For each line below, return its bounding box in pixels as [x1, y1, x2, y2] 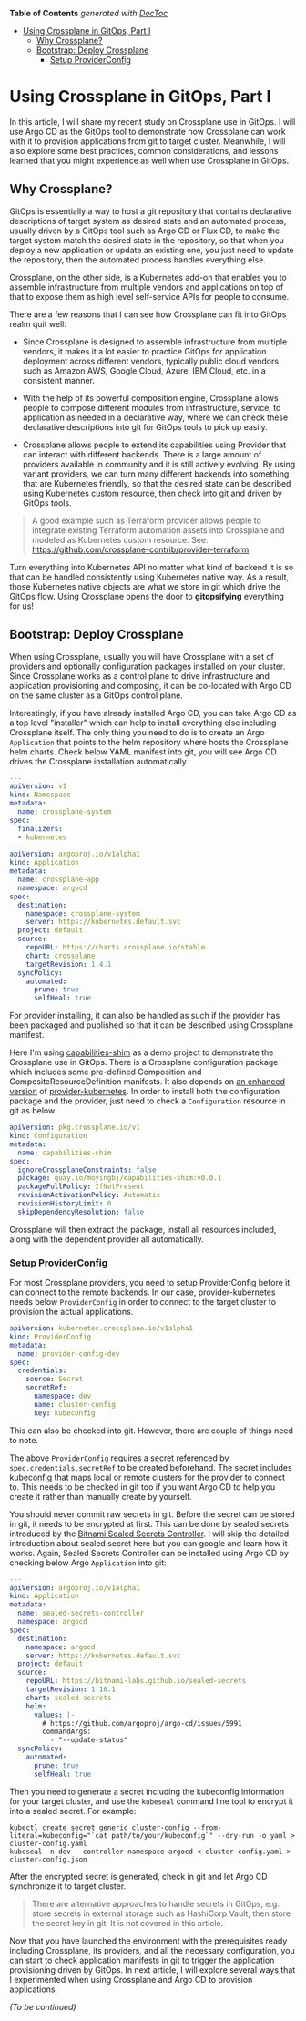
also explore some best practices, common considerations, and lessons [9, 145, 279, 156]
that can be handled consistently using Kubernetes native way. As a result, [9, 571, 290, 582]
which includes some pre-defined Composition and [9, 1066, 202, 1078]
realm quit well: [9, 318, 66, 329]
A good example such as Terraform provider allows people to [31, 515, 262, 526]
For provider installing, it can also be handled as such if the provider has [9, 1010, 280, 1021]
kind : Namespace [9, 790, 71, 800]
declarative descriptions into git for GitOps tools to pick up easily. [22, 421, 269, 432]
